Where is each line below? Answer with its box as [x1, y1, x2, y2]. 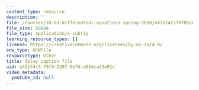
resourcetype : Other [6, 53, 57, 59]
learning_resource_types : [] [6, 36, 78, 42]
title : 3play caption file [6, 58, 73, 64]
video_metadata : [6, 69, 46, 75]
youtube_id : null [11, 75, 54, 81]
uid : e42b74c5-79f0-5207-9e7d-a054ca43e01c [6, 63, 115, 70]
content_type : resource [6, 8, 65, 15]
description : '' [6, 14, 46, 20]
